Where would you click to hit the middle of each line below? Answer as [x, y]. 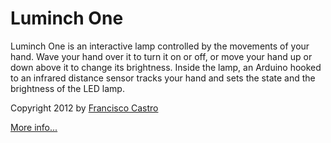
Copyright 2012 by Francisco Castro [84, 108]
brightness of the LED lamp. [67, 88]
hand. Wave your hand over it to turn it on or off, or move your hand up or [161, 56]
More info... [34, 127]
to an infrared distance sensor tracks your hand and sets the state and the [163, 78]
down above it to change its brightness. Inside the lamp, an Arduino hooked [166, 67]
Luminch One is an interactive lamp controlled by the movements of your [160, 46]
